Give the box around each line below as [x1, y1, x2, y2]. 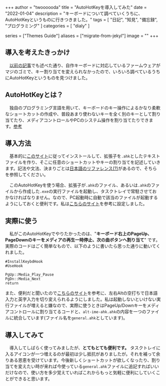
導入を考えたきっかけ [5, 48, 70, 57]
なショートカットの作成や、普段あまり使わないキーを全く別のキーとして [5, 111, 152, 117]
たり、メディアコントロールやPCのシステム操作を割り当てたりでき [13, 117, 149, 123]
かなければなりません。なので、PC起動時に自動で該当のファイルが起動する [5, 194, 158, 200]
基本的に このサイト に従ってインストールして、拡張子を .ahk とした [9, 153, 143, 159]
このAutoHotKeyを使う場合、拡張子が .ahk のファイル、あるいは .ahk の [9, 182, 152, 188]
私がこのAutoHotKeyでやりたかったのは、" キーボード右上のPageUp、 [9, 231, 152, 237]
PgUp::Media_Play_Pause [5, 272, 54, 277]
